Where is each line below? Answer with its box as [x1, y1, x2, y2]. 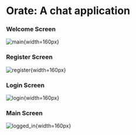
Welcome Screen [6, 25, 56, 33]
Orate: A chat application [6, 4, 131, 18]
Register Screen [6, 53, 53, 61]
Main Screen [6, 109, 43, 117]
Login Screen [6, 81, 45, 89]
